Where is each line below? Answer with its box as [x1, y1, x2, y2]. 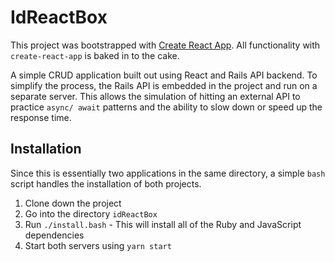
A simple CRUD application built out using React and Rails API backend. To [10, 69, 318, 81]
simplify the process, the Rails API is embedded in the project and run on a [10, 79, 318, 91]
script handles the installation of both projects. [10, 177, 202, 190]
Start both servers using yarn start [24, 239, 172, 251]
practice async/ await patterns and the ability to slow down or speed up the [10, 101, 323, 113]
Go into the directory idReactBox [24, 207, 158, 220]
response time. [10, 111, 72, 123]
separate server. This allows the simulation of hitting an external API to [10, 90, 301, 102]
